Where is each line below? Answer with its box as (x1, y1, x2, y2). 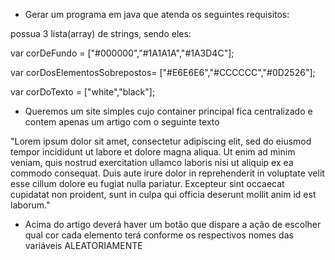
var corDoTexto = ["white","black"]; (10, 86, 156, 98)
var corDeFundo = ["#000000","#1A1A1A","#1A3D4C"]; (10, 47, 235, 59)
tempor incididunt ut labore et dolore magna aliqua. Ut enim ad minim (10, 146, 296, 158)
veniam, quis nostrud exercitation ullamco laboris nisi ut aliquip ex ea (10, 157, 294, 168)
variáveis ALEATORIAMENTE (24, 240, 143, 251)
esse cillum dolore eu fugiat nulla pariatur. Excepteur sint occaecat (10, 178, 285, 189)
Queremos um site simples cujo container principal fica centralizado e (24, 105, 313, 117)
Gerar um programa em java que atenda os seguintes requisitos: (24, 9, 290, 20)
